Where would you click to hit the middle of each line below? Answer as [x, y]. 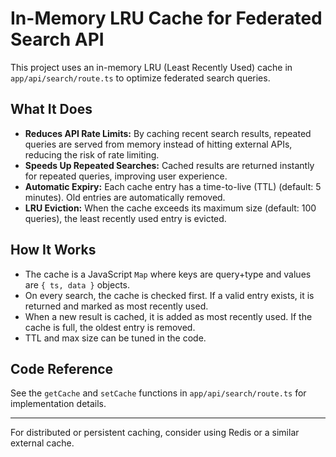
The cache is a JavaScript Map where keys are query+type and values [168, 274]
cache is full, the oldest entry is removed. [110, 327]
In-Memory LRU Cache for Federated [166, 18]
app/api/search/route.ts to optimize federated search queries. [140, 78]
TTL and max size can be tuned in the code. [115, 338]
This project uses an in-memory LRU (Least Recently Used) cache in [151, 67]
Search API [57, 39]
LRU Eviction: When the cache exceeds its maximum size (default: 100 [170, 208]
